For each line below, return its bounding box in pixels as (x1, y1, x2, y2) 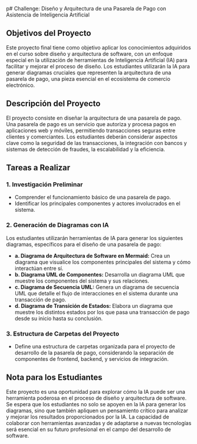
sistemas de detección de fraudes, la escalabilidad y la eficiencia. (6, 146, 166, 153)
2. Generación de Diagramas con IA (6, 221, 109, 229)
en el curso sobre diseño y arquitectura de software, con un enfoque (6, 50, 173, 57)
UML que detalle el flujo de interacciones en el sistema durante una (14, 290, 178, 297)
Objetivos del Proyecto (6, 28, 91, 38)
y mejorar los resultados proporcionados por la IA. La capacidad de (6, 413, 169, 420)
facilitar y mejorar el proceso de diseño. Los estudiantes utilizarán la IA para (6, 63, 190, 70)
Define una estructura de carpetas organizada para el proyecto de (14, 343, 175, 350)
